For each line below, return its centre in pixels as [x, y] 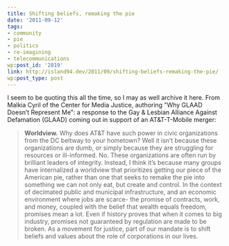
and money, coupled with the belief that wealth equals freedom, [115, 207]
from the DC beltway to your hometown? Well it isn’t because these [120, 141]
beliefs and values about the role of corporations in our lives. [111, 236]
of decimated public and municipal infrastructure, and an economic [120, 192]
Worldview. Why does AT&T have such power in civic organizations [121, 133]
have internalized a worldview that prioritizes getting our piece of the [123, 170]
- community [24, 33]
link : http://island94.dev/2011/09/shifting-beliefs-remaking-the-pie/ [113, 71]
